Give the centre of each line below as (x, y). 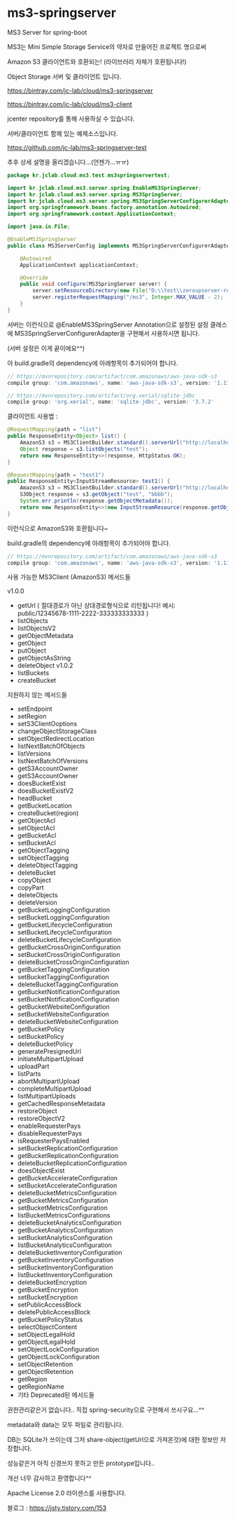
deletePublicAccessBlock (54, 1312)
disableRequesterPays (50, 1133)
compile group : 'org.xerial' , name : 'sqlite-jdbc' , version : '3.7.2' (111, 402)
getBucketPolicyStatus (50, 1320)
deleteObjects (37, 895)
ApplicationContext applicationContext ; (79, 265)
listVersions (34, 754)
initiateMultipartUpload (50, 1059)
